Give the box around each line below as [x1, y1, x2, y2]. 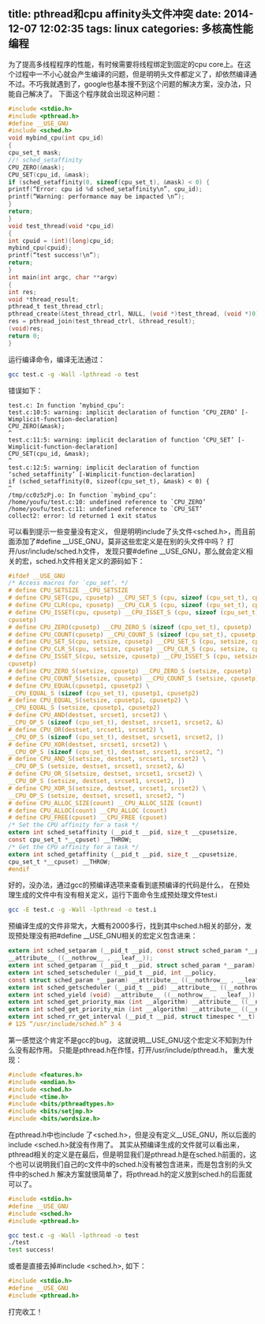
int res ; [8, 288, 37, 296]
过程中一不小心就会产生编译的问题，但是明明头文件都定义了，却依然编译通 [14, 69, 257, 79]
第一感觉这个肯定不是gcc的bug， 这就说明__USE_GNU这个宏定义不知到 [8, 1035, 239, 1045]
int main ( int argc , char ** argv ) [8, 273, 118, 282]
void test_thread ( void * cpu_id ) [8, 222, 114, 230]
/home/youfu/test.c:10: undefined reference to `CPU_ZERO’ [8, 498, 207, 506]
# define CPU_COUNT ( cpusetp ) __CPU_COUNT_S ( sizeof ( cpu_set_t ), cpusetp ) [8, 630, 259, 639]
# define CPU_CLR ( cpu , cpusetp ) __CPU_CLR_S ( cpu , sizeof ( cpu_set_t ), [8, 602, 248, 610]
